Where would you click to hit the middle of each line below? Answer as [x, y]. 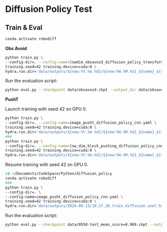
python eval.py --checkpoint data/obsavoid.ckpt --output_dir [71, 90]
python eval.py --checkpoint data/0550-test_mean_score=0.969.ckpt [77, 225]
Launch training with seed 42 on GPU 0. [46, 109]
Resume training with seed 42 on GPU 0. [47, 164]
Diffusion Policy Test [49, 9]
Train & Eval [24, 28]
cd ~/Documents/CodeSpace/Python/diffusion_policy [59, 174]
